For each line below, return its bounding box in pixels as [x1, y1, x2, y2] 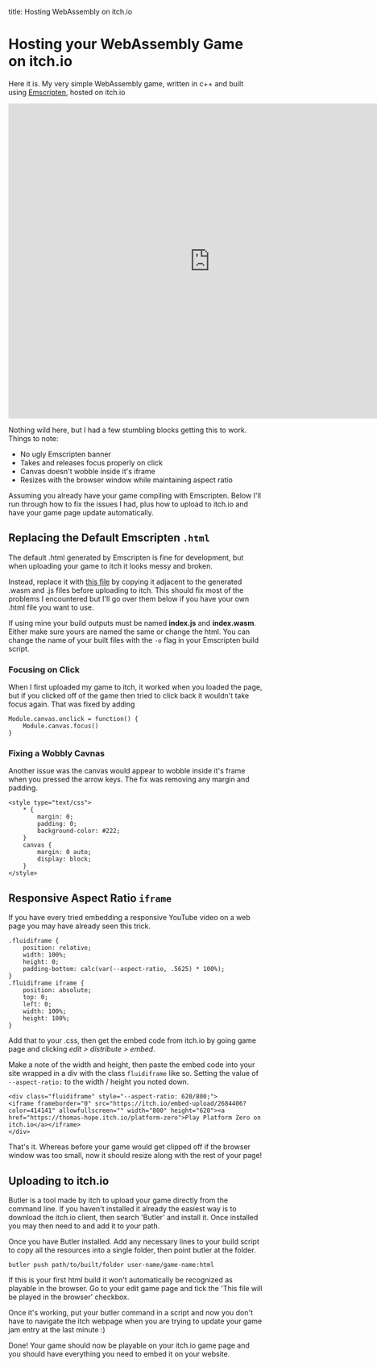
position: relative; [23, 944, 92, 952]
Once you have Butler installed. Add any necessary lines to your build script [8, 1236, 260, 1246]
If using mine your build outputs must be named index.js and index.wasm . [8, 618, 256, 627]
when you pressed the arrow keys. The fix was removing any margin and [8, 774, 250, 785]
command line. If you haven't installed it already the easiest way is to [8, 1203, 237, 1213]
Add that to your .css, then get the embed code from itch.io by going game [8, 1036, 257, 1045]
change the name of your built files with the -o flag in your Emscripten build [8, 635, 259, 644]
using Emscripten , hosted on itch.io [8, 87, 126, 97]
